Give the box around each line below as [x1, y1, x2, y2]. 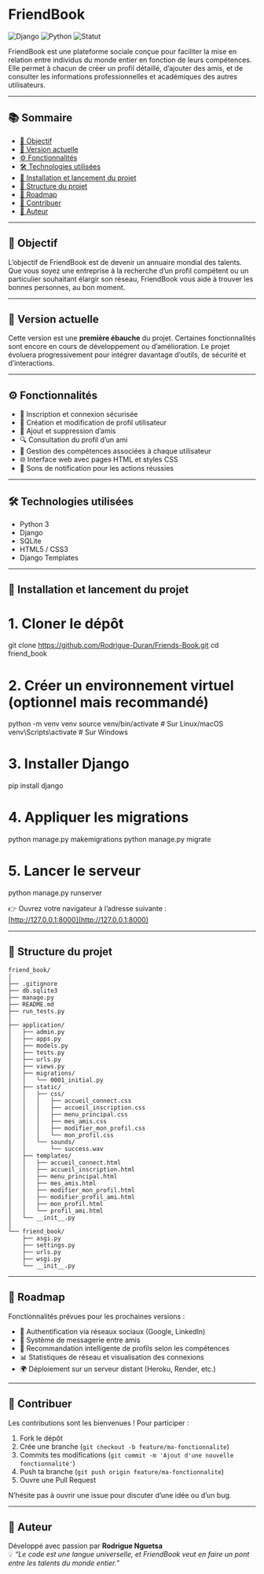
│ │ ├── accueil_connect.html [8, 1158, 122, 1167]
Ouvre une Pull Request [19, 1475, 97, 1484]
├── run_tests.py [8, 1007, 65, 1015]
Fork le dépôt [19, 1433, 63, 1443]
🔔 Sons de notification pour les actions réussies [19, 464, 174, 473]
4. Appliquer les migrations [8, 808, 189, 826]
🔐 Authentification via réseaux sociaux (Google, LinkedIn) [19, 1326, 206, 1336]
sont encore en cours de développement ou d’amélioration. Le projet [8, 342, 230, 351]
